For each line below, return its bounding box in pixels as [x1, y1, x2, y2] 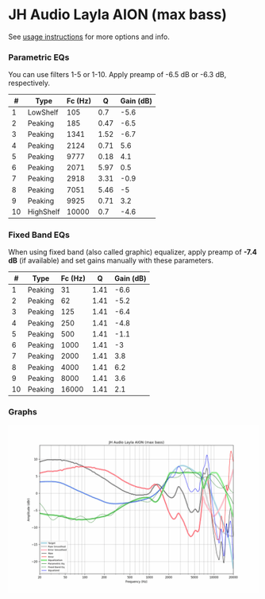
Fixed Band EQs [8, 229, 70, 240]
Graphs [8, 406, 37, 418]
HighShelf [27, 207, 60, 216]
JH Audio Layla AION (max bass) [8, 6, 228, 24]
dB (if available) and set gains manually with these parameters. [8, 256, 214, 266]
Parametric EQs [8, 52, 70, 63]
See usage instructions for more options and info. [8, 32, 171, 41]
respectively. [8, 78, 50, 88]
